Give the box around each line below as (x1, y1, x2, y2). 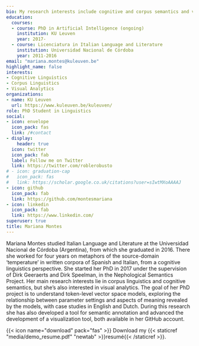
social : (6, 113, 25, 119)
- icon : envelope (6, 119, 49, 125)
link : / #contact (11, 130, 52, 136)
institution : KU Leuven (17, 31, 76, 37)
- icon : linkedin (6, 201, 49, 207)
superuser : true (6, 218, 46, 224)
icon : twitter (11, 146, 46, 152)
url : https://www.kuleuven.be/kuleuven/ (11, 102, 113, 108)
